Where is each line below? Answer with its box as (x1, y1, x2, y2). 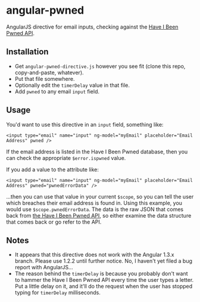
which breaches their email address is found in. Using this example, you (6, 199, 183, 206)
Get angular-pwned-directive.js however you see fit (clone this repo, (14, 62, 186, 70)
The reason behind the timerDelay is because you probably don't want (14, 270, 189, 277)
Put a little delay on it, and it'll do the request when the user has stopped (14, 283, 193, 290)
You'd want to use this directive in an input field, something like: (6, 121, 164, 128)
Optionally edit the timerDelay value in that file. (14, 81, 130, 89)
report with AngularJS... (14, 264, 73, 271)
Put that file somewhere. (14, 75, 75, 82)
